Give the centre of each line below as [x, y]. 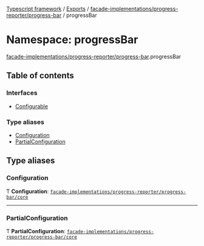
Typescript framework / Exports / [48, 9]
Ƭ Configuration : [28, 191]
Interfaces [22, 93]
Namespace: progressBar [72, 40]
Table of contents [40, 76]
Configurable [32, 106]
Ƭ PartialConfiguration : [36, 231]
